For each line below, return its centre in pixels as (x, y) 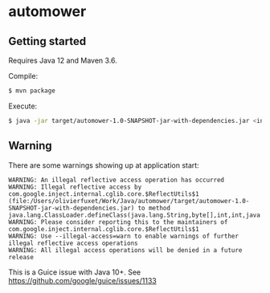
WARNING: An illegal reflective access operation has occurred (117, 180)
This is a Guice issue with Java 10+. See (75, 272)
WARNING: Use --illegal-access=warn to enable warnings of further (124, 236)
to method (154, 208)
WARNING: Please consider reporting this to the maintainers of (118, 222)
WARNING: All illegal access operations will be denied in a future (125, 250)
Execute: (23, 106)
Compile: (23, 76)
